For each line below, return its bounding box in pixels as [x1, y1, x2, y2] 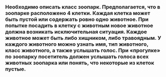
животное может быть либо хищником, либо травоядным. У [5, 34, 161, 41]
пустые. [5, 66, 26, 73]
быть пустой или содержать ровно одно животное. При [5, 16, 149, 23]
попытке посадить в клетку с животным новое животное [5, 22, 153, 29]
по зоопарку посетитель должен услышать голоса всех [5, 53, 149, 60]
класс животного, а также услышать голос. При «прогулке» [5, 47, 160, 54]
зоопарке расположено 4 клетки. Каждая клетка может [5, 9, 150, 16]
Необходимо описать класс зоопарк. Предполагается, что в [5, 3, 160, 10]
